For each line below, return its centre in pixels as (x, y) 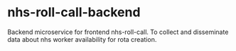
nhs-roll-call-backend (74, 12)
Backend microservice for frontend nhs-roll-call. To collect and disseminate (118, 32)
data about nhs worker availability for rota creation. (82, 39)
